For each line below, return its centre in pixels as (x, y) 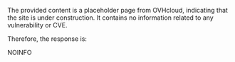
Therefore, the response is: (47, 39)
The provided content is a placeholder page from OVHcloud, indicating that (117, 10)
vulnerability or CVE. (37, 25)
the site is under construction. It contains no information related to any (110, 18)
